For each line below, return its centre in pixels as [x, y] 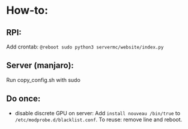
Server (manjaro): [40, 65]
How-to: [27, 10]
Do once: [23, 99]
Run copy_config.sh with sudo [44, 80]
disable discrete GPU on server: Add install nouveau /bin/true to [98, 113]
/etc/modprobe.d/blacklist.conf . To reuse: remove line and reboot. [99, 119]
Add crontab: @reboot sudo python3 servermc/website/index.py [85, 47]
